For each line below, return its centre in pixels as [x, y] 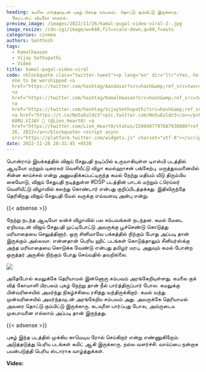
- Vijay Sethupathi [37, 58]
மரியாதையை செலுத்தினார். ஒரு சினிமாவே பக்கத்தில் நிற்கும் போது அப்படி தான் [97, 234]
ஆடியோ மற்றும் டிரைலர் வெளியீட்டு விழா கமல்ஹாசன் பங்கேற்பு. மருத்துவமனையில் [103, 168]
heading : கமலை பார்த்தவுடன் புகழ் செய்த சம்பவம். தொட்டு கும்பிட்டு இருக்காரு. [93, 12]
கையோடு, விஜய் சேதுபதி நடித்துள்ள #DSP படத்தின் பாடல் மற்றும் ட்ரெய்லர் [93, 181]
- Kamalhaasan [30, 52]
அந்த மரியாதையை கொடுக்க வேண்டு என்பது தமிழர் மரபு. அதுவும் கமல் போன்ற [100, 247]
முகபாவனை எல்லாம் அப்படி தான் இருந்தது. [57, 313]
